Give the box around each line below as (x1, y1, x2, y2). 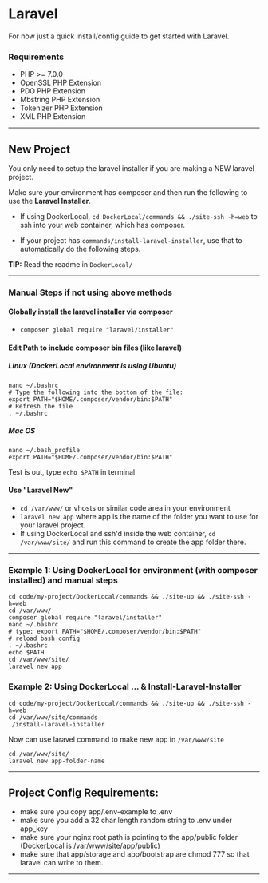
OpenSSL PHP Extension (19, 78, 102, 88)
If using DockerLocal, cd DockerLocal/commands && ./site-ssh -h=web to (19, 212, 258, 221)
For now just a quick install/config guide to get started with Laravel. (8, 31, 230, 41)
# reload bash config (8, 634, 81, 643)
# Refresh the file (8, 402, 73, 410)
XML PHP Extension (19, 112, 86, 121)
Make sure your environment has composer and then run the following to (8, 188, 248, 197)
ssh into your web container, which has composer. (19, 221, 186, 230)
